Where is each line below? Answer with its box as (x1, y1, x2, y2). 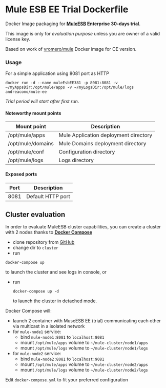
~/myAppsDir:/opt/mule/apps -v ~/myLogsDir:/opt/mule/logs (5, 85, 134, 90)
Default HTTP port (26, 192, 71, 200)
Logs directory (58, 157, 94, 164)
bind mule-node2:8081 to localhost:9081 (20, 356, 105, 362)
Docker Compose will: (5, 308, 52, 314)
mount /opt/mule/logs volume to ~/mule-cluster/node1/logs (20, 345, 149, 351)
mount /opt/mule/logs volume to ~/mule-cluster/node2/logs (20, 367, 149, 373)
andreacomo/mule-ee (5, 89, 47, 94)
